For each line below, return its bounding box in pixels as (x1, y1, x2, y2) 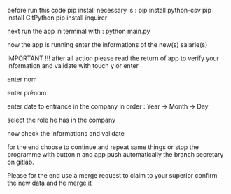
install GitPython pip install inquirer (7, 13, 108, 22)
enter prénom (7, 89, 47, 97)
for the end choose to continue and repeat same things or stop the (7, 143, 199, 151)
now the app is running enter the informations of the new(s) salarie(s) (7, 41, 208, 48)
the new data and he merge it (7, 179, 92, 187)
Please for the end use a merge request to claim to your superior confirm (7, 172, 218, 179)
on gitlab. (7, 158, 35, 166)
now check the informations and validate (7, 130, 125, 137)
